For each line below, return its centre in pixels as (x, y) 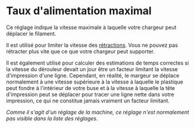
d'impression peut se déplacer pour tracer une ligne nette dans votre (90, 94)
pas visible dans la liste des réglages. (52, 118)
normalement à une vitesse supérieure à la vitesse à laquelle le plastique (95, 82)
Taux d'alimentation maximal (79, 11)
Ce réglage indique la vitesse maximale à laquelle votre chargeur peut (91, 27)
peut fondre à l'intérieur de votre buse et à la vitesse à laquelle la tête (91, 88)
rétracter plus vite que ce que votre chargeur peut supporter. (81, 51)
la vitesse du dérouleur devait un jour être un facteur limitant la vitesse (92, 69)
